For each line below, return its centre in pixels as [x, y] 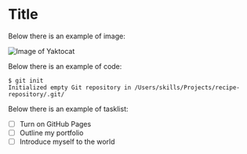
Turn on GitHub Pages [55, 124]
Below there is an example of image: [67, 36]
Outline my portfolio [51, 133]
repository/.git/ [36, 94]
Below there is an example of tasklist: [68, 109]
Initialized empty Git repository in [70, 88]
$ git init [26, 81]
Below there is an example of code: [65, 66]
